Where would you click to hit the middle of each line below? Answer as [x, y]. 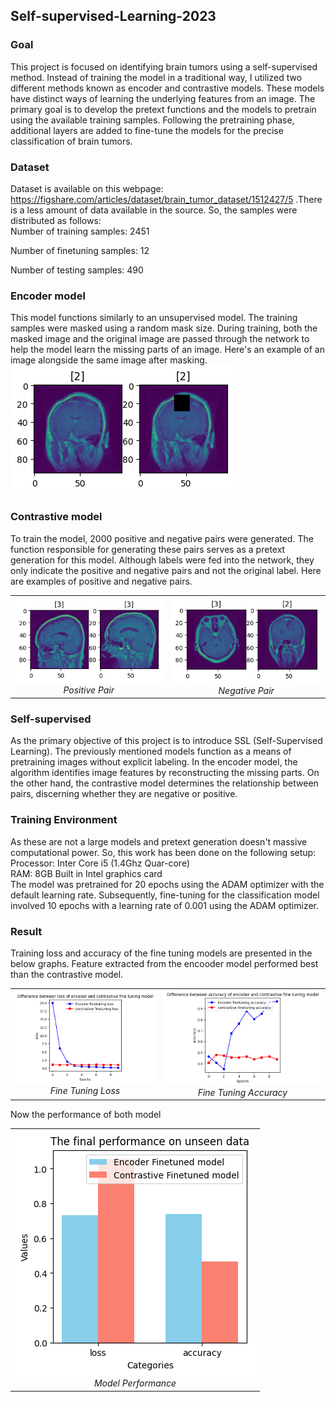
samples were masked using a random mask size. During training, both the [164, 328]
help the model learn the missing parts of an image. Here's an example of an [167, 350]
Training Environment [64, 820]
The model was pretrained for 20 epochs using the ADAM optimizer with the [167, 884]
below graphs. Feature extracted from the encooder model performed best [164, 963]
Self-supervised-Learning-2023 [113, 16]
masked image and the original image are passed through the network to [160, 339]
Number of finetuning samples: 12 [80, 250]
